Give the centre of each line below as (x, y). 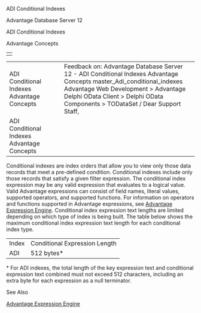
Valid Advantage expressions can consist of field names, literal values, (93, 191)
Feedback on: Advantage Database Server (124, 66)
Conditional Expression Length (74, 243)
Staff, (71, 111)
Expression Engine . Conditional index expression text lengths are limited (95, 210)
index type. (20, 229)
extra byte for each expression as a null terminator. (69, 280)
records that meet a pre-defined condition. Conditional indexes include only (99, 172)
